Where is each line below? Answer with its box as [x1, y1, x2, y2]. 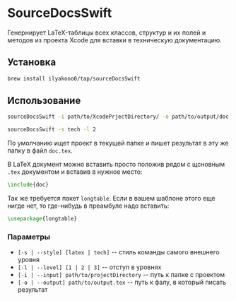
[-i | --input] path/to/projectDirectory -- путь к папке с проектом [17, 271, 225, 279]
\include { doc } [7, 182, 49, 189]
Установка [7, 57, 57, 69]
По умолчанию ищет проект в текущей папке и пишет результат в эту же [7, 139, 229, 148]
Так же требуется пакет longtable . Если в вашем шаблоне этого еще [7, 194, 216, 203]
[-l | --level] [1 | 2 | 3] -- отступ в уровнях [17, 263, 162, 271]
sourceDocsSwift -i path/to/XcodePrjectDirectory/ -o [7, 113, 170, 121]
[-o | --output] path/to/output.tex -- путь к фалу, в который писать [17, 278, 227, 287]
